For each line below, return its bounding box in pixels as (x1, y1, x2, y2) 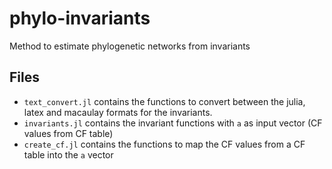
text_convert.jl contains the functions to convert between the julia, (23, 95, 306, 107)
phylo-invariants (9, 7, 151, 30)
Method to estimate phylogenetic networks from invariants (9, 40, 251, 52)
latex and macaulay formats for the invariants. (23, 106, 213, 118)
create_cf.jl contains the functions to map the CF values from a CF (23, 138, 306, 150)
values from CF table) (23, 127, 114, 139)
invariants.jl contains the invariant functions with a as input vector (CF (23, 117, 323, 129)
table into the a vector (23, 148, 114, 161)
